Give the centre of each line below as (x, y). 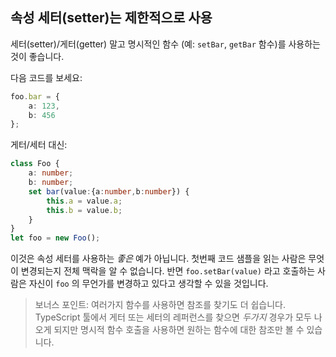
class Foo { (35, 164)
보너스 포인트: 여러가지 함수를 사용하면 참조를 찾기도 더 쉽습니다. (160, 305)
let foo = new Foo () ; (55, 238)
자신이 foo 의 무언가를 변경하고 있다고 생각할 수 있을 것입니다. (148, 284)
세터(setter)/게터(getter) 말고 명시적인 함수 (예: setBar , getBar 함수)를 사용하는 (165, 44)
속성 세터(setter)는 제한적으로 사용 (111, 18)
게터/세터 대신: (39, 145)
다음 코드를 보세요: (46, 77)
